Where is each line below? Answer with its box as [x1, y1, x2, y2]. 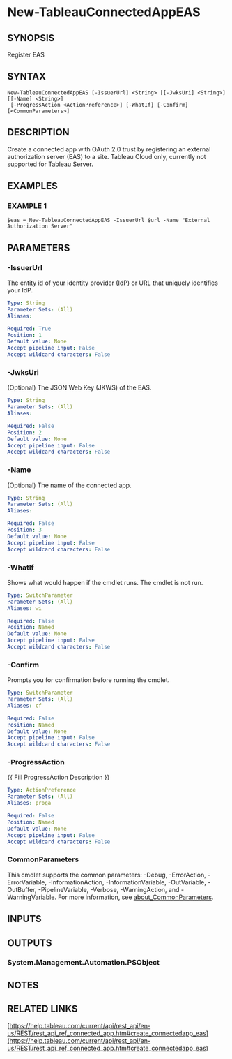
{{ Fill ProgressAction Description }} [7, 773, 110, 782]
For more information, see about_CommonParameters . [58, 893, 214, 901]
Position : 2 [7, 429, 42, 436]
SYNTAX [7, 71, 47, 82]
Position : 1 [7, 332, 42, 339]
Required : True [7, 325, 52, 332]
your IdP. [7, 286, 33, 294]
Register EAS [7, 50, 45, 59]
